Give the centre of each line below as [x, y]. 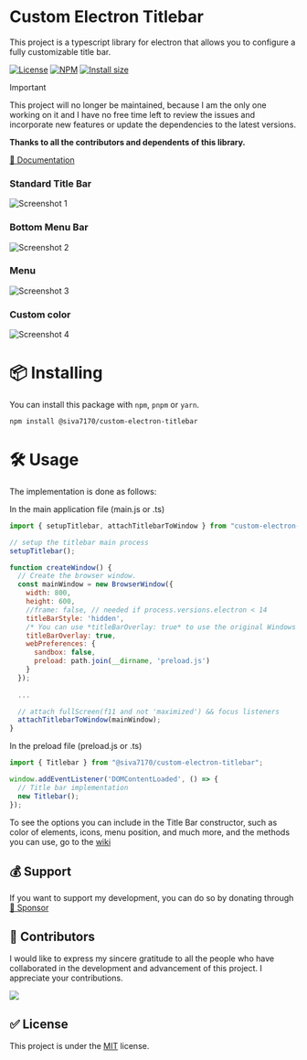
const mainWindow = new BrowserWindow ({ [95, 584]
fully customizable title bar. [60, 51]
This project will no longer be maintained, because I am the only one [138, 105]
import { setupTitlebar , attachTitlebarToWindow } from [118, 526]
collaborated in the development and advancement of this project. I [136, 969]
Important [28, 87]
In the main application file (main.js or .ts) [87, 509]
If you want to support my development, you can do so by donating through [152, 898]
